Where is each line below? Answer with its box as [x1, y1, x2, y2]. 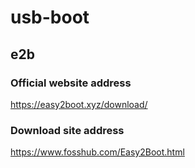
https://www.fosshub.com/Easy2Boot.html [10, 146, 185, 158]
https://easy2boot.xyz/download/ [10, 98, 148, 110]
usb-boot [10, 6, 90, 29]
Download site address [10, 123, 125, 137]
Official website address [10, 76, 132, 90]
